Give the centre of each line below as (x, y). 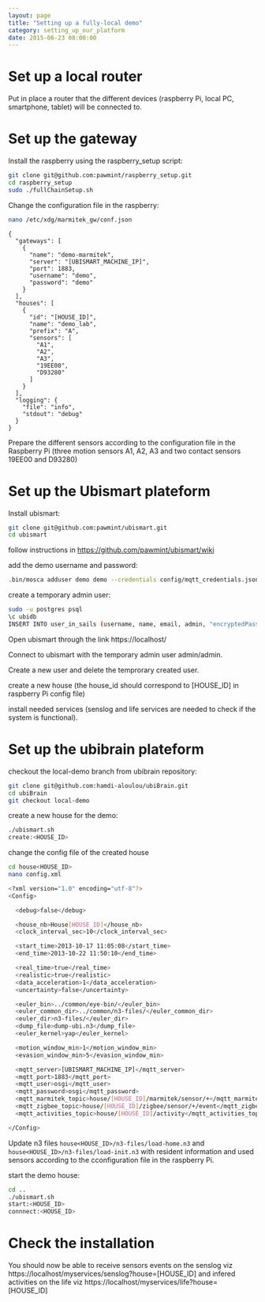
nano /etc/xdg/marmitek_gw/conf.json (70, 220)
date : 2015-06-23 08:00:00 (52, 38)
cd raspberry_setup (40, 183)
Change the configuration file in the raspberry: (84, 205)
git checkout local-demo (49, 801)
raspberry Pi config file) (47, 694)
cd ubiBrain (28, 793)
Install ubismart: (34, 513)
